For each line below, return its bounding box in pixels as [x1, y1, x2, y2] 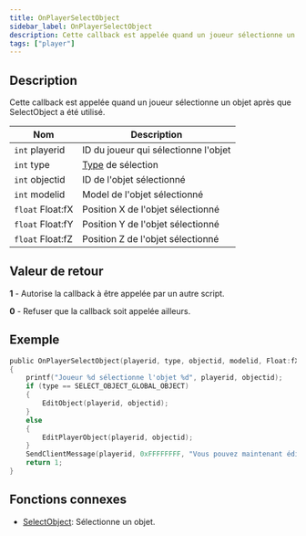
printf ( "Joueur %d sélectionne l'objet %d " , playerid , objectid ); [25, 373, 283, 383]
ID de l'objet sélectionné [81, 173, 186, 186]
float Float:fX [14, 203, 74, 215]
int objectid [14, 173, 66, 186]
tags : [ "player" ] [9, 38, 76, 48]
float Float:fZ [14, 233, 73, 246]
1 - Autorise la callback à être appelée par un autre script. [9, 288, 225, 299]
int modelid [14, 188, 66, 201]
